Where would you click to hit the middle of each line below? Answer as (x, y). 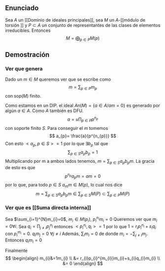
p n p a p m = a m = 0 (83, 176)
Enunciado (22, 8)
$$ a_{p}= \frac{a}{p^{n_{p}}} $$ (83, 136)
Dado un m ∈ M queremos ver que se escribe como (58, 79)
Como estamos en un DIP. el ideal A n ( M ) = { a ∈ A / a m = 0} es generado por (82, 106)
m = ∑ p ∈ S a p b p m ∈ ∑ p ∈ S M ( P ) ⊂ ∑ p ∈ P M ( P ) (83, 194)
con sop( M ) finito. (23, 96)
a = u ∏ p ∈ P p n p (83, 120)
